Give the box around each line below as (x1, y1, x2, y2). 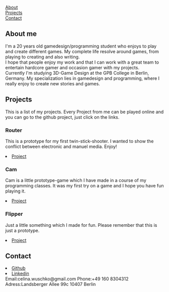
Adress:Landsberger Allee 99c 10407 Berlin (5, 281, 96, 287)
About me (5, 30, 37, 38)
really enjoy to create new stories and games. (5, 80, 100, 86)
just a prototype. (5, 227, 39, 233)
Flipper (5, 211, 23, 218)
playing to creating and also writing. (5, 54, 80, 60)
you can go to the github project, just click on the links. (5, 114, 120, 120)
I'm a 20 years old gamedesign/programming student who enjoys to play (5, 43, 157, 49)
